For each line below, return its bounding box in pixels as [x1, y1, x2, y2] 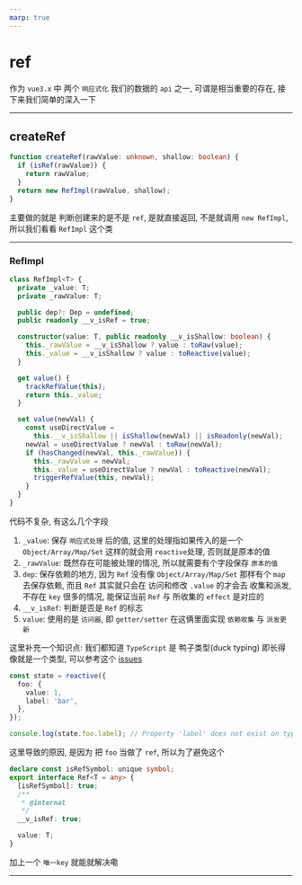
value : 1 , [25, 688, 63, 697]
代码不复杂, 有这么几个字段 [9, 516, 109, 527]
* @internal [21, 798, 67, 807]
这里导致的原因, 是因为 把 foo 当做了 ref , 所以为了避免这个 [9, 747, 225, 757]
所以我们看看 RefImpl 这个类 [9, 223, 113, 234]
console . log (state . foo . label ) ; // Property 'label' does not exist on [9, 730, 280, 739]
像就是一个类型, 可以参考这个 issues [9, 653, 142, 664]
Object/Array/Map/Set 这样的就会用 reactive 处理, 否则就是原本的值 [22, 545, 271, 557]
